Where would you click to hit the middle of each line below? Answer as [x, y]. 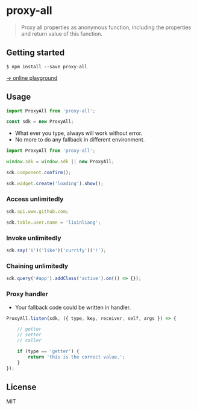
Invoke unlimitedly [34, 238]
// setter [30, 335]
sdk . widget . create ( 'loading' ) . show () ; [55, 183]
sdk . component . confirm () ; [39, 173]
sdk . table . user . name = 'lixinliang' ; [54, 222]
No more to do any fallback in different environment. [80, 140]
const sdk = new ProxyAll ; [40, 122]
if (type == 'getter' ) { [48, 351]
